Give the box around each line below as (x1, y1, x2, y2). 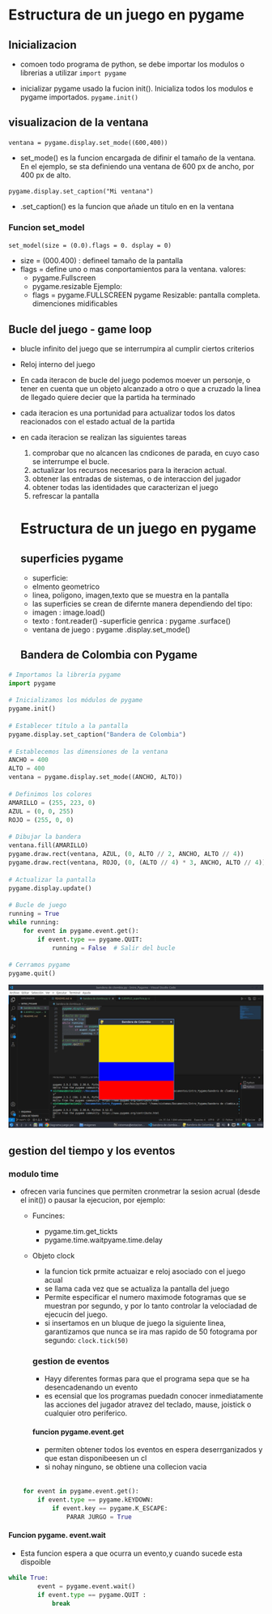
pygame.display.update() (8, 884, 92, 892)
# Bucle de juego (8, 901, 67, 909)
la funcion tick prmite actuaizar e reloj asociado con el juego (44, 1266, 246, 1276)
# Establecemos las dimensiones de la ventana (8, 747, 168, 756)
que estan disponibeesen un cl (44, 1454, 147, 1463)
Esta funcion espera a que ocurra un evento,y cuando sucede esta (19, 1548, 243, 1558)
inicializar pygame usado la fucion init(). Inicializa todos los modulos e (19, 83, 253, 93)
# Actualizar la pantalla (8, 875, 96, 884)
